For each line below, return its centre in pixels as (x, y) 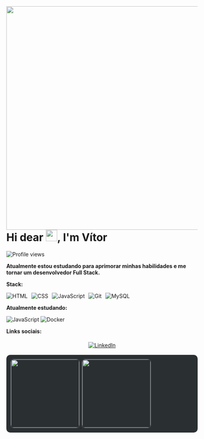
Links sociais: (24, 331)
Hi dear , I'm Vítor (57, 237)
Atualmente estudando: (37, 307)
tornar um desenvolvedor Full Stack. (53, 272)
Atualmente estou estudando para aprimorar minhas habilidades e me (96, 266)
